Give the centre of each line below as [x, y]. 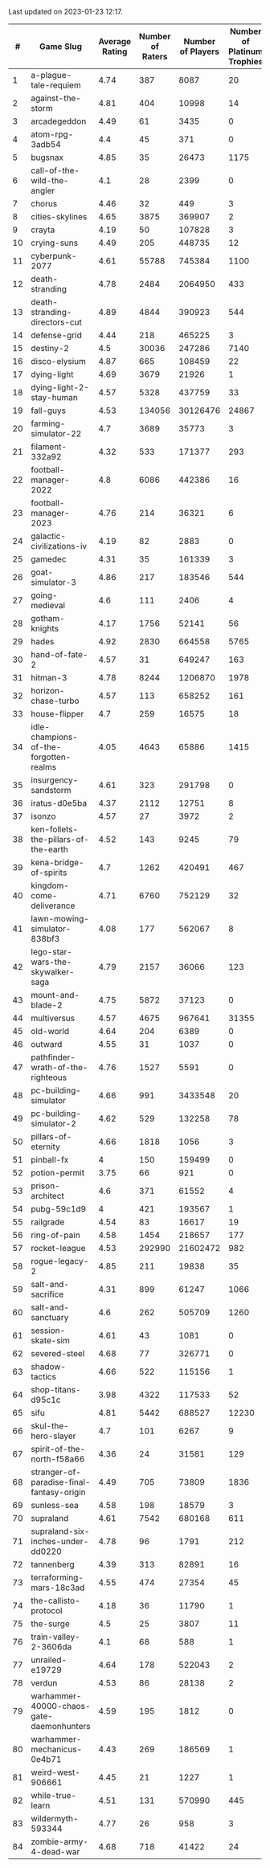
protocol [47, 1610]
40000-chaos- [61, 1706]
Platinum [245, 51]
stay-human [54, 397]
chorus [44, 204]
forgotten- [51, 757]
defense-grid [56, 335]
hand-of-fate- [59, 654]
